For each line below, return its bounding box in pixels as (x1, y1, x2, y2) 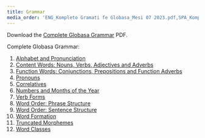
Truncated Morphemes (15, 119, 74, 126)
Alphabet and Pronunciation (15, 54, 86, 62)
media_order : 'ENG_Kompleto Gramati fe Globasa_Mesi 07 (7, 15, 151, 21)
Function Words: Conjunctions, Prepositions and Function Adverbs (15, 67, 182, 74)
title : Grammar (7, 8, 46, 15)
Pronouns (15, 74, 40, 81)
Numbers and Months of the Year (15, 87, 100, 94)
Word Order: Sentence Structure (15, 106, 97, 113)
